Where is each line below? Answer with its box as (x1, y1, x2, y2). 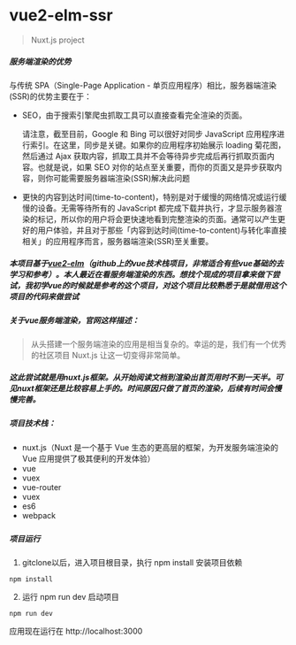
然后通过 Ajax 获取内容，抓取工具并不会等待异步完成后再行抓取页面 (21, 150, 268, 161)
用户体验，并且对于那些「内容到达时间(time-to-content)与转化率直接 (37, 225, 287, 235)
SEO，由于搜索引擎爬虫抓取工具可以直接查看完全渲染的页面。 (21, 110, 247, 120)
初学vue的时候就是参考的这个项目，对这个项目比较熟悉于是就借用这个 (32, 280, 287, 290)
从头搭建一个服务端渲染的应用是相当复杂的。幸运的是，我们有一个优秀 (30, 339, 287, 349)
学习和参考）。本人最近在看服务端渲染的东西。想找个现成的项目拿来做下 (9, 269, 272, 280)
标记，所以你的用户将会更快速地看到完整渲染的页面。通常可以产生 (37, 213, 278, 224)
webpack (21, 510, 56, 520)
